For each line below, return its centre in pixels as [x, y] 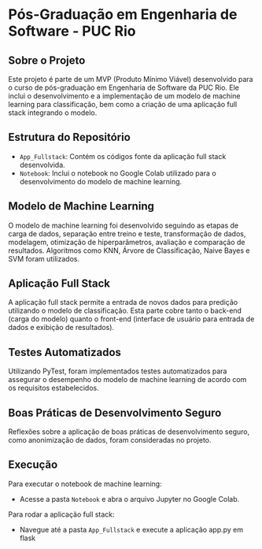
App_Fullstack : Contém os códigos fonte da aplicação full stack [123, 156]
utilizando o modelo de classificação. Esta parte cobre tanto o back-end [125, 311]
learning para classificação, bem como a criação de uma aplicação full [123, 104]
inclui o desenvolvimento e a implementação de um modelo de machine [124, 96]
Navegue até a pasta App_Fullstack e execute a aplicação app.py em [131, 529]
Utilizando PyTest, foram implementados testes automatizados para [118, 371]
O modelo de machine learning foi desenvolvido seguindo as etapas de [124, 225]
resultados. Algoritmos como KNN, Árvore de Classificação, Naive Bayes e [129, 250]
